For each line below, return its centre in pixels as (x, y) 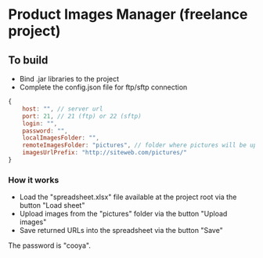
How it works (34, 180)
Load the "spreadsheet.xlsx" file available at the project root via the (128, 197)
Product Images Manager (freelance (128, 15)
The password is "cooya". (50, 245)
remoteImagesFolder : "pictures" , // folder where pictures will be (134, 145)
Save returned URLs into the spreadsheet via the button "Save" (121, 231)
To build (28, 60)
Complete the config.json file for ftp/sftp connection (103, 87)
